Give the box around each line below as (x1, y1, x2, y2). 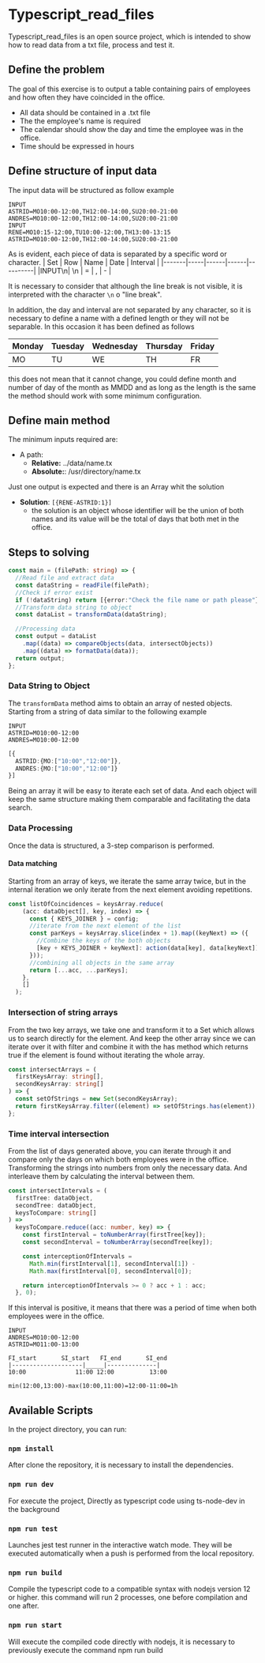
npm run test (8, 1524, 58, 1533)
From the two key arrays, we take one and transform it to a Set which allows (8, 1025, 255, 1034)
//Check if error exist (15, 588, 93, 596)
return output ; (15, 654, 65, 662)
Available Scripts (8, 1404, 93, 1417)
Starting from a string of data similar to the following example (8, 706, 207, 716)
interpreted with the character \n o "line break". (8, 289, 162, 299)
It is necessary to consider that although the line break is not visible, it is (8, 281, 243, 290)
